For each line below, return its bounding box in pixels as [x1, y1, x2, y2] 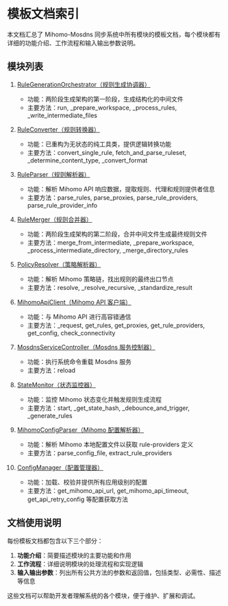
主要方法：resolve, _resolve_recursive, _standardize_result [27, 283, 193, 291]
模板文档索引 [7, 6, 80, 22]
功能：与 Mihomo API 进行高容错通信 [27, 313, 131, 321]
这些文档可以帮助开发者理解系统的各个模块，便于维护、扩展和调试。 [7, 591, 199, 600]
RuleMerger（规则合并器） [16, 215, 92, 223]
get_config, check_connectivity [27, 328, 116, 337]
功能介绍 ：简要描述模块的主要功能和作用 [16, 551, 131, 559]
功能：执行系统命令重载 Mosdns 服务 [27, 357, 132, 365]
